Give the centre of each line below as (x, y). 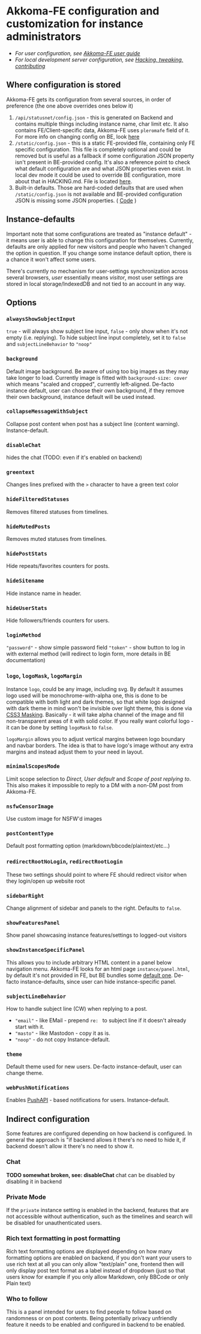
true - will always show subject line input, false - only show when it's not (97, 331)
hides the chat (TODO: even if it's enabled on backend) (74, 457)
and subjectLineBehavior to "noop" (49, 344)
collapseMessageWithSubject (47, 412)
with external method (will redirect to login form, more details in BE (88, 654)
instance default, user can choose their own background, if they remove (95, 390)
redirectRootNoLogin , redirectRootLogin (64, 862)
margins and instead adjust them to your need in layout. (75, 752)
